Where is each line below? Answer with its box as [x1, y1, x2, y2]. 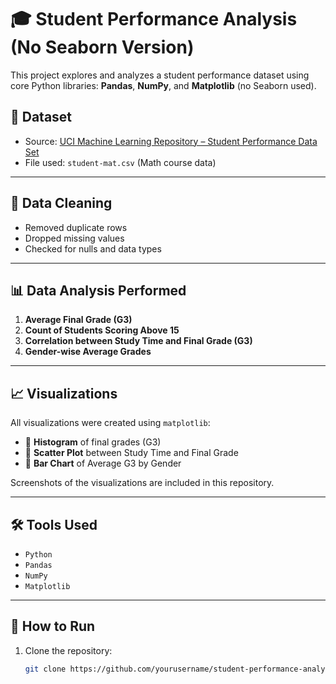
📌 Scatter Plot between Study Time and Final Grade [24, 447, 239, 459]
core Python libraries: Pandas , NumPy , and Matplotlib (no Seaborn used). [10, 79, 317, 91]
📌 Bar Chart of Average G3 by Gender [24, 457, 182, 470]
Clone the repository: [24, 644, 113, 656]
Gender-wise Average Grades [24, 346, 152, 358]
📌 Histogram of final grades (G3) [24, 436, 162, 448]
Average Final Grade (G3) [24, 314, 133, 326]
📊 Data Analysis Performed [10, 282, 187, 299]
